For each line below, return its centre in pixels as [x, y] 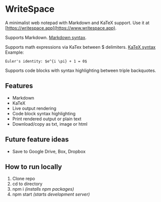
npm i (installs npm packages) [43, 189]
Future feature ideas [37, 140]
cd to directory [27, 184]
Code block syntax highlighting [44, 113]
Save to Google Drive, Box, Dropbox [49, 151]
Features [19, 86]
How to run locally [34, 167]
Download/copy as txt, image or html [50, 124]
